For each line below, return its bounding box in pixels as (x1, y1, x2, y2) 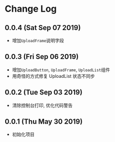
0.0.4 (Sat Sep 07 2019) (5, 23, 81, 32)
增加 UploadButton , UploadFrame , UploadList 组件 (12, 67, 110, 73)
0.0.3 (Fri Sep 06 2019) (5, 52, 79, 61)
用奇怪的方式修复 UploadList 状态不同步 (12, 73, 95, 79)
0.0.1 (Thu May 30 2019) (5, 118, 83, 126)
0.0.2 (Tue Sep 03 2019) (5, 88, 83, 97)
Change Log (5, 3, 57, 15)
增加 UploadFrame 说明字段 (12, 38, 64, 43)
